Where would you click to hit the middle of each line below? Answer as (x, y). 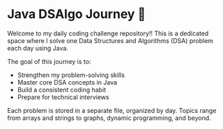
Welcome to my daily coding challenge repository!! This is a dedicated (108, 33)
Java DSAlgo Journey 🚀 (77, 14)
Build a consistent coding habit (62, 89)
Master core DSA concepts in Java (67, 82)
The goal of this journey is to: (49, 61)
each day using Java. (38, 48)
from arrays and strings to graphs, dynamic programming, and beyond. (109, 118)
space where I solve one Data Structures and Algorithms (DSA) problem (110, 40)
